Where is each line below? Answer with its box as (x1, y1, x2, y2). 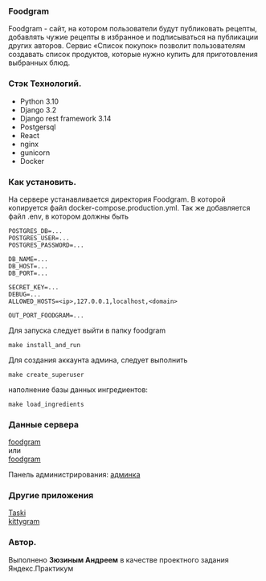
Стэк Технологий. (8, 78, 82, 89)
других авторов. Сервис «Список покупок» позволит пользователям (8, 41, 246, 51)
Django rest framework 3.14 (19, 113, 112, 123)
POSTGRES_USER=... (8, 234, 70, 242)
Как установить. (8, 176, 76, 187)
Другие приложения (8, 490, 94, 501)
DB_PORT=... (8, 269, 48, 277)
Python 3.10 (19, 96, 59, 106)
